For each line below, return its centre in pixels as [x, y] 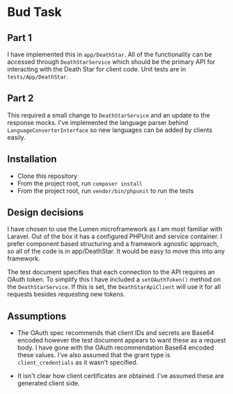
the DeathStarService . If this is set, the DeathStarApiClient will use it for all [114, 287]
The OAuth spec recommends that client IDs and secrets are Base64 [115, 333]
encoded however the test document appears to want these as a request [121, 340]
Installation [32, 159]
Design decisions [46, 213]
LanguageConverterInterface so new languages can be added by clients [110, 130]
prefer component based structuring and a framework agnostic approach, [113, 244]
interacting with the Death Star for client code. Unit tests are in [97, 69]
